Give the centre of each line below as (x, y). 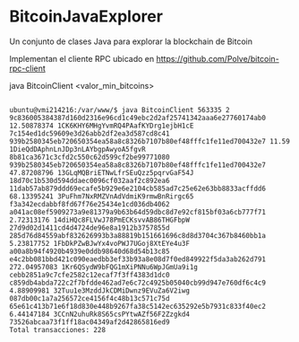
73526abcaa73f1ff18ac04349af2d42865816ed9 (90, 322)
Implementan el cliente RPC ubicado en (82, 58)
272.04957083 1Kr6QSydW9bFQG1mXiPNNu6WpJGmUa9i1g (104, 267)
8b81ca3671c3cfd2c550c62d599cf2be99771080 (90, 157)
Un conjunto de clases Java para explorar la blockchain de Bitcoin (131, 41)
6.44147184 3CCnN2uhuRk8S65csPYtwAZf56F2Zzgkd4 (100, 314)
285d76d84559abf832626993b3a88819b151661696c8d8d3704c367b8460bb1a (138, 235)
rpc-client (28, 68)
